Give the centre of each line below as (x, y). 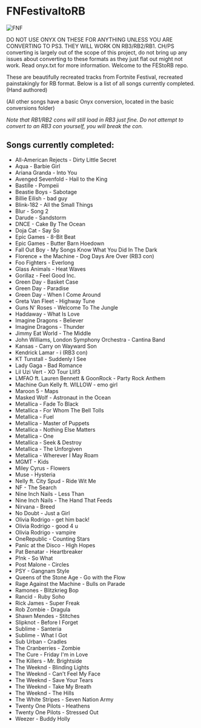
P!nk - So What (34, 558)
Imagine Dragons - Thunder (50, 327)
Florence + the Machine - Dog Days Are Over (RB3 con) (84, 256)
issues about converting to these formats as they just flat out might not (94, 59)
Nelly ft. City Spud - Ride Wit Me (55, 481)
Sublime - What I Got (41, 635)
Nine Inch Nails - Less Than (50, 493)
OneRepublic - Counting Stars (52, 539)
